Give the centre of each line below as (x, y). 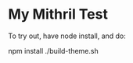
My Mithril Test (58, 14)
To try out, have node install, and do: (67, 36)
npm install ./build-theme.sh (54, 51)
